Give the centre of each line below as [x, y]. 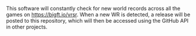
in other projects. [27, 27]
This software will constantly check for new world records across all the [93, 8]
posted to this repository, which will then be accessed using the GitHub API [97, 21]
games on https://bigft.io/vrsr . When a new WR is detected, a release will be [98, 15]
